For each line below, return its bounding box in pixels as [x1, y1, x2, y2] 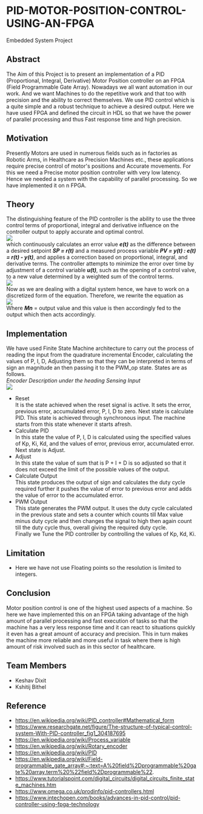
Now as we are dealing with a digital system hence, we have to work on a [6, 286, 190, 293]
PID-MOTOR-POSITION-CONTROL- [6, 4, 187, 18]
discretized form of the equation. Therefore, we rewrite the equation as [6, 292, 184, 299]
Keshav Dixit [15, 677, 47, 684]
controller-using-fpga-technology [15, 801, 100, 808]
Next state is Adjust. [15, 446, 65, 454]
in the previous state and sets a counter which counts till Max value [15, 511, 184, 518]
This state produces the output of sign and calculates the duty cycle [15, 479, 186, 486]
